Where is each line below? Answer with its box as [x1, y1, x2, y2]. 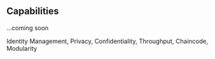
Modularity [6, 44, 37, 52]
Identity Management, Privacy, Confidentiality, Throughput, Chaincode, [6, 37, 209, 45]
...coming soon [6, 23, 49, 32]
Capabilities [6, 5, 59, 17]
